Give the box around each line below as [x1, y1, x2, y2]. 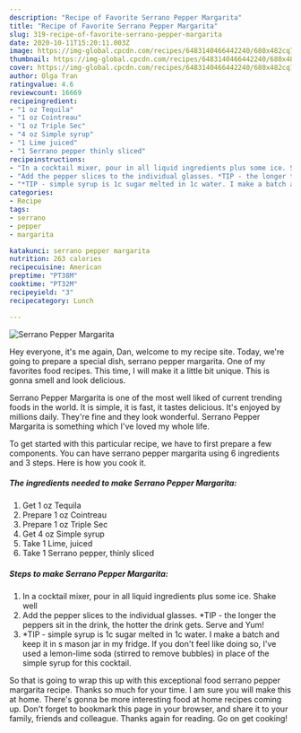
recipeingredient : [9, 96, 78, 106]
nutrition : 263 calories [9, 255, 102, 264]
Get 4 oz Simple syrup [21, 528, 105, 539]
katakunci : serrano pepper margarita [9, 246, 150, 256]
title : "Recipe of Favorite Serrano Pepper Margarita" [9, 22, 219, 31]
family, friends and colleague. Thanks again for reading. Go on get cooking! [9, 713, 288, 724]
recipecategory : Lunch [9, 296, 94, 305]
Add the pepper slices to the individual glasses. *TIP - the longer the [21, 610, 276, 621]
